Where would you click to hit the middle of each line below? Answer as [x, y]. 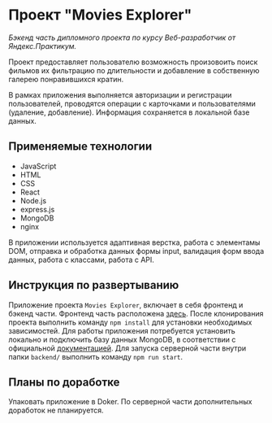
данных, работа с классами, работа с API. [81, 259]
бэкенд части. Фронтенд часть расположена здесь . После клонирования [136, 313]
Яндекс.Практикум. [43, 46]
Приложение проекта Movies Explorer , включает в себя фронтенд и [126, 305]
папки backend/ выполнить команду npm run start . [96, 356]
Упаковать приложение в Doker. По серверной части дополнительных [130, 402]
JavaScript [38, 166]
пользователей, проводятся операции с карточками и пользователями [132, 103]
